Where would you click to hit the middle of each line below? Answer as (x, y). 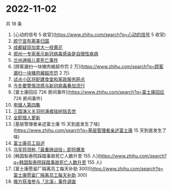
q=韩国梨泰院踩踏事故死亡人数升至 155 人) (57, 162)
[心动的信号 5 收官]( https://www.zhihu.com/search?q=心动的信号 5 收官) (90, 34)
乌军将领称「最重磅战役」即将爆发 (49, 149)
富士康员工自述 (29, 143)
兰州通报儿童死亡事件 (35, 60)
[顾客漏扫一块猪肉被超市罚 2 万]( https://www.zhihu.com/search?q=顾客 (88, 66)
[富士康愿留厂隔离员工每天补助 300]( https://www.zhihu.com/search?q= (88, 169)
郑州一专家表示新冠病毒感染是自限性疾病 (56, 54)
